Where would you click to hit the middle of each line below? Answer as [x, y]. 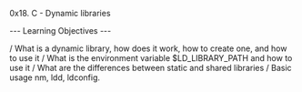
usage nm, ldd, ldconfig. [55, 77]
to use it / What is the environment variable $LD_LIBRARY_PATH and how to [151, 58]
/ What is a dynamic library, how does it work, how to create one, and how [148, 48]
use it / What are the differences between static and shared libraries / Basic [151, 68]
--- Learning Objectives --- [60, 31]
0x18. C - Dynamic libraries [60, 13]
